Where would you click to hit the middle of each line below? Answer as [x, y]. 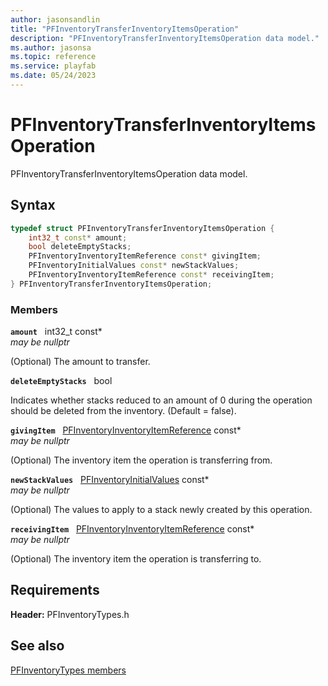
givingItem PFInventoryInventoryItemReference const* [126, 430]
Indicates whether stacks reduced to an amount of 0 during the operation [161, 400]
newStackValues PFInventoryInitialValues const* [110, 480]
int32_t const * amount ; [78, 237]
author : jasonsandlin [55, 19]
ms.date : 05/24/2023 [53, 76]
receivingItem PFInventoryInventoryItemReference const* [132, 529]
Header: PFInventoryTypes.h [70, 614]
